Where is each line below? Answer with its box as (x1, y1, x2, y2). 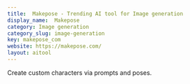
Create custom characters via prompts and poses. (7, 68, 152, 77)
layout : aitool (7, 50, 52, 57)
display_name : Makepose (7, 17, 80, 24)
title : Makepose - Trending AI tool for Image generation (7, 10, 184, 17)
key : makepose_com (7, 36, 61, 43)
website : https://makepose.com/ (7, 43, 102, 50)
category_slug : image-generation (7, 29, 105, 37)
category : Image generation (7, 23, 90, 30)
